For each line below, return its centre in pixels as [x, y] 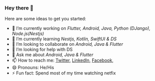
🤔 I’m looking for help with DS [42, 50]
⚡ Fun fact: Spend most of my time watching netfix [64, 73]
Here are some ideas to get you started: [46, 19]
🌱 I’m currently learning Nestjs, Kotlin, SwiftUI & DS [64, 39]
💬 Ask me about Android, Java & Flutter [52, 55]
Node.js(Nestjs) [28, 34]
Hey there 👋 [19, 8]
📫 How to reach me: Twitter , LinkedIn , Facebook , [63, 60]
